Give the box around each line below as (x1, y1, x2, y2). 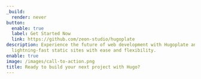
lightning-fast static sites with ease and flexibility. (11, 48, 157, 53)
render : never (11, 14, 47, 20)
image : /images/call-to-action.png (6, 58, 95, 64)
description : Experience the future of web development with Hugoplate (6, 42, 188, 48)
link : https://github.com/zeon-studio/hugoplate (11, 36, 135, 42)
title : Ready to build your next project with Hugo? (6, 64, 141, 70)
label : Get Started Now (11, 31, 71, 37)
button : (6, 20, 26, 26)
